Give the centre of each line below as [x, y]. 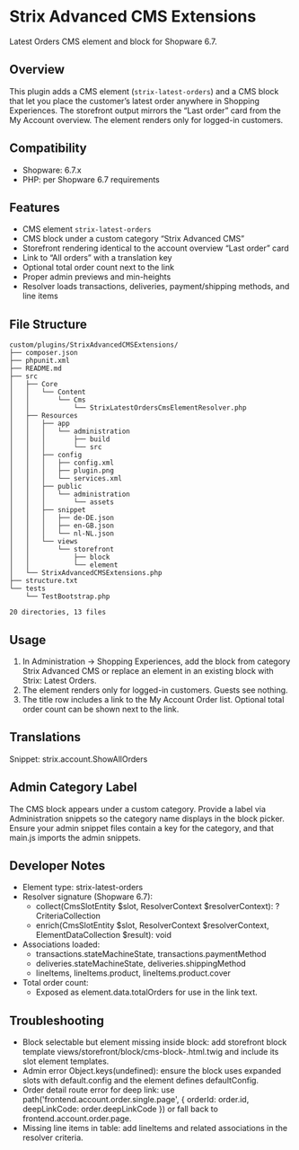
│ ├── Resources [44, 416]
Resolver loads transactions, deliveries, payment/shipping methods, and [156, 287]
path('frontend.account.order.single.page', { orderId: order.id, [136, 1100]
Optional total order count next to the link [98, 268]
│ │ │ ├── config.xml [62, 463]
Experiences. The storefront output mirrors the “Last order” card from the [145, 111]
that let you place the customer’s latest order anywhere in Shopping [135, 101]
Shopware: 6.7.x [52, 170]
